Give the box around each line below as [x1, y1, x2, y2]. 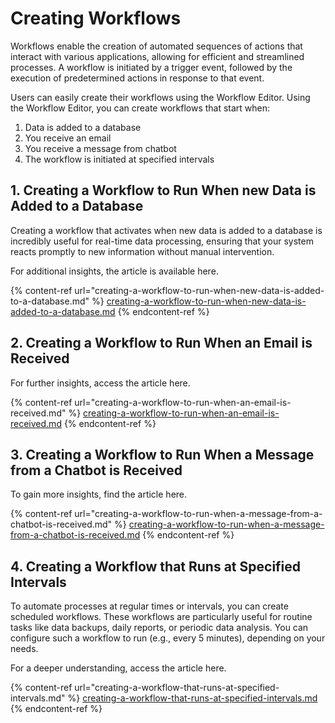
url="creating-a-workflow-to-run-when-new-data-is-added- [74, 284, 325, 296]
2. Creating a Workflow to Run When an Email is [10, 335, 313, 352]
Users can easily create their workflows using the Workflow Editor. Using [10, 91, 311, 103]
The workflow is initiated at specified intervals [24, 153, 215, 165]
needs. [10, 643, 39, 655]
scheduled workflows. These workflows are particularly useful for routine [10, 611, 313, 623]
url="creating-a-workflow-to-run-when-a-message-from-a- [74, 508, 323, 520]
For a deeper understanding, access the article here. [10, 662, 227, 674]
